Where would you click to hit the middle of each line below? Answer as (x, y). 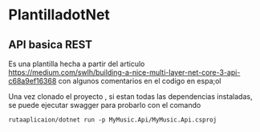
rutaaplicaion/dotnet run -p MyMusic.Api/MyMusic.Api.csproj (113, 120)
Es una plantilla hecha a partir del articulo (77, 64)
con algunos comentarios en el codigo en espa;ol (140, 81)
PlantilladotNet (59, 15)
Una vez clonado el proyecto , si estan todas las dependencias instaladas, (130, 97)
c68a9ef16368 (32, 81)
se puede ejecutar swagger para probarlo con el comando (105, 105)
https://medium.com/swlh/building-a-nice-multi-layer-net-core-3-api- (124, 72)
